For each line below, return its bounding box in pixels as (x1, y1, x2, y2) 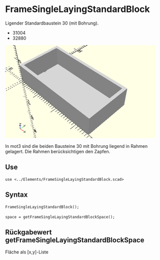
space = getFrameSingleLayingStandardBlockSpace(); (5, 214, 115, 219)
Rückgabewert (5, 228, 52, 236)
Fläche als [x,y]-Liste (5, 249, 48, 255)
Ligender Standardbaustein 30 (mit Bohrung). (5, 20, 99, 26)
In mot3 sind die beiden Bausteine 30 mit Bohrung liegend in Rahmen (5, 143, 148, 149)
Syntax (5, 190, 28, 199)
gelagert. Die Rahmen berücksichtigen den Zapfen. (5, 148, 110, 154)
